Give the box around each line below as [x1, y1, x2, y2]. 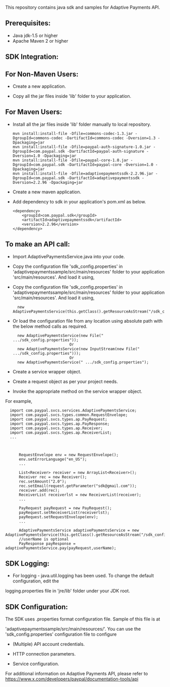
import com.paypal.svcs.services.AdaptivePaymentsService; [10, 408, 137, 413]
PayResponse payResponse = [18, 541, 76, 546]
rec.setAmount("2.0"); [18, 479, 67, 484]
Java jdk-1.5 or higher [12, 32, 58, 39]
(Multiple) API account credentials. [12, 641, 85, 647]
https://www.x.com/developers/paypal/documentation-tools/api [5, 676, 139, 682]
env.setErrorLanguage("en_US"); [18, 457, 87, 462]
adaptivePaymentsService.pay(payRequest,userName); [5, 545, 116, 551]
